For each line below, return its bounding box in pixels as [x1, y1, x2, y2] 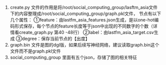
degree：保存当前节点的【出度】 [22, 35, 90, 41]
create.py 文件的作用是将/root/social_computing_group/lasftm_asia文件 [10, 4, 158, 10]
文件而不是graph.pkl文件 [10, 48, 62, 54]
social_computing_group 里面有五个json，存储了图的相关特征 [10, 54, 137, 60]
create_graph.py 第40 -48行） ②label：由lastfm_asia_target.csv [19, 29, 154, 35]
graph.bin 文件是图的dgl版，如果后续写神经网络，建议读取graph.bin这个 [10, 42, 159, 47]
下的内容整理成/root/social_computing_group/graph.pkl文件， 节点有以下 [10, 10, 161, 16]
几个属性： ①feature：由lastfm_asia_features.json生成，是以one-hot [10, 17, 155, 22]
